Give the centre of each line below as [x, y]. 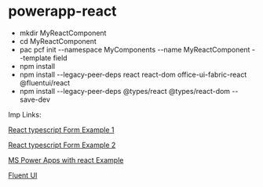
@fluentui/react [45, 83]
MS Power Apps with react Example [66, 160]
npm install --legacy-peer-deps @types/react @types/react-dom [124, 91]
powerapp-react [62, 11]
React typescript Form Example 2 [62, 145]
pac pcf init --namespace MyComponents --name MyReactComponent [135, 49]
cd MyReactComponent [58, 41]
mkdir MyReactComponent [63, 33]
